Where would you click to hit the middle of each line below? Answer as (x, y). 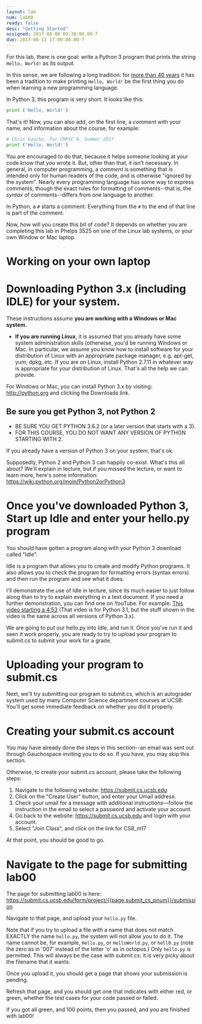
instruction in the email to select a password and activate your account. (103, 809)
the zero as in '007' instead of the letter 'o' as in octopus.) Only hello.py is (99, 949)
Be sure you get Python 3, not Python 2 (81, 412)
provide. (25, 375)
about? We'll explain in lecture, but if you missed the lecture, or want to (94, 468)
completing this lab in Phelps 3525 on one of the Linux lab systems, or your (99, 231)
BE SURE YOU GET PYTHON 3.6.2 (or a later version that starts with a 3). (105, 426)
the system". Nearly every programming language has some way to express (100, 182)
